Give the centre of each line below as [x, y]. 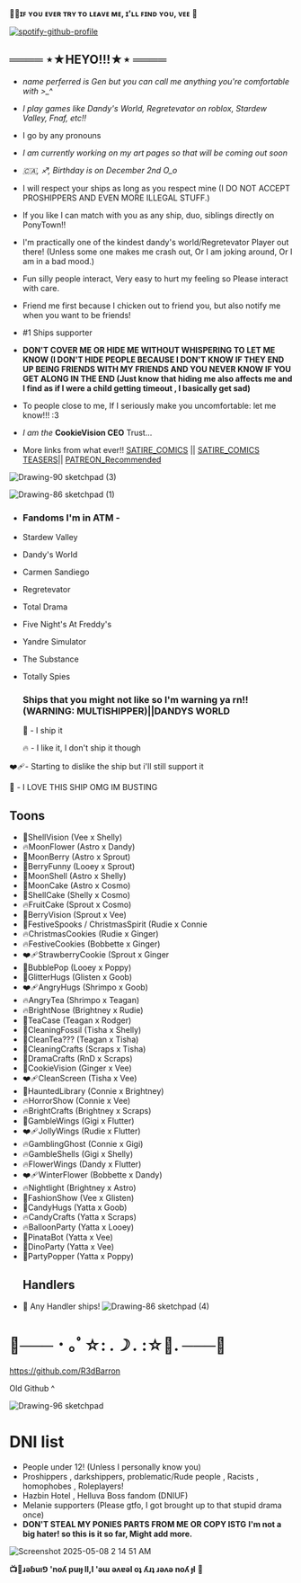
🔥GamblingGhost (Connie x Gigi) [83, 1144]
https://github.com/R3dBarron [65, 1371]
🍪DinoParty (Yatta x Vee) [68, 1247]
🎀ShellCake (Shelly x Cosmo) [76, 895]
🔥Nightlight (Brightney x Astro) [79, 1188]
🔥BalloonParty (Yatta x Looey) [78, 1227]
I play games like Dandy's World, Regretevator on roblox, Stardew [145, 108]
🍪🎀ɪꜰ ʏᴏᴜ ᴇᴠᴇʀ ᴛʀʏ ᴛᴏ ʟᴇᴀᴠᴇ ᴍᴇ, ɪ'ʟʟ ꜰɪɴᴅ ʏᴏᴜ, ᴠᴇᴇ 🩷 [103, 13]
